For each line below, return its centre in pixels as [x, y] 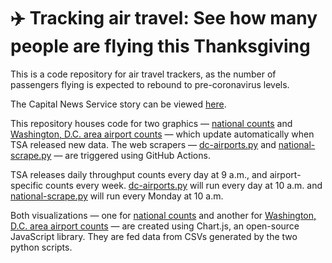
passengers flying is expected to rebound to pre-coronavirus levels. [150, 84]
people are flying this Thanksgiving [160, 46]
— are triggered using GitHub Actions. [132, 155]
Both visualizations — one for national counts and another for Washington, [163, 215]
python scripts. [41, 247]
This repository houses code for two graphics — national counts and [151, 123]
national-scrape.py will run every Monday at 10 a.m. [117, 196]
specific [27, 185]
